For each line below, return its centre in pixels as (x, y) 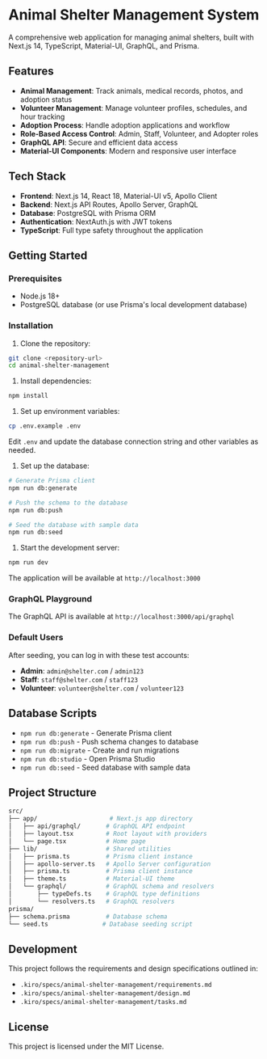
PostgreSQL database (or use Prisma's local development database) (133, 305)
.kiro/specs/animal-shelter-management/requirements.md (116, 985)
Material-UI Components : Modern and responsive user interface (128, 150)
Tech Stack (37, 177)
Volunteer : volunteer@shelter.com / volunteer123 (102, 688)
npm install (28, 396)
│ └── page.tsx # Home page (77, 841)
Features (31, 72)
